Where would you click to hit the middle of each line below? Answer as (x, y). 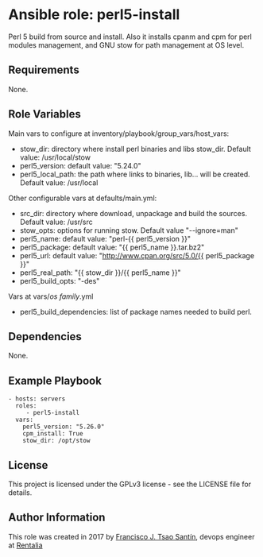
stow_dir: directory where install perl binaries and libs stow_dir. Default (135, 149)
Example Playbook (55, 380)
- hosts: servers (37, 399)
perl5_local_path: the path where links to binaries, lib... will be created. (135, 174)
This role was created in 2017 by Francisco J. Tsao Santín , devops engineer (131, 536)
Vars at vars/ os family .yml (51, 296)
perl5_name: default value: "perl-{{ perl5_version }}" (105, 238)
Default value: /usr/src (56, 222)
